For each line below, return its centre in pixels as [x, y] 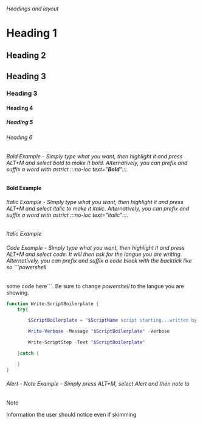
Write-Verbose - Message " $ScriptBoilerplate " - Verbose [99, 331]
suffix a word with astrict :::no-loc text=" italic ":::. [67, 215]
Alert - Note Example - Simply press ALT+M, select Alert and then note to [98, 384]
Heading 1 [32, 33]
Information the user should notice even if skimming [71, 414]
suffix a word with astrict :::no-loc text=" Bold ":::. [67, 169]
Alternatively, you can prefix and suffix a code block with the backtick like [99, 261]
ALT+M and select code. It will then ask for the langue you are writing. [94, 254]
